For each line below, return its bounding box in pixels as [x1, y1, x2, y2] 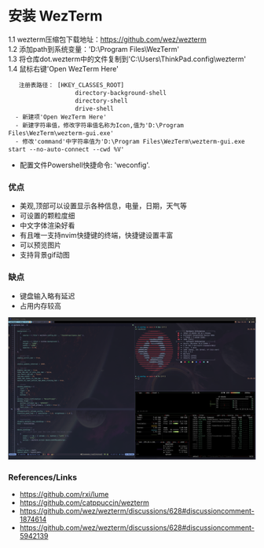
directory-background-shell [75, 89, 167, 97]
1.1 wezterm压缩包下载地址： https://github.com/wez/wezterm [8, 35, 207, 44]
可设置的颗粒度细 [19, 211, 75, 221]
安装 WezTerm [8, 7, 103, 25]
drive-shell [75, 104, 114, 112]
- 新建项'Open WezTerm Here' [15, 113, 108, 121]
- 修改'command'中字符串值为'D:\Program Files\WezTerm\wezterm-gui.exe [15, 137, 245, 145]
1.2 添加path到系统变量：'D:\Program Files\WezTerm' [8, 44, 179, 53]
